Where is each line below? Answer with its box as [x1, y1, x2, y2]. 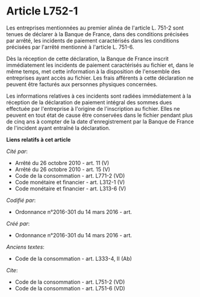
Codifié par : [6, 196, 36, 204]
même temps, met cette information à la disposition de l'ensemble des [6, 67, 181, 75]
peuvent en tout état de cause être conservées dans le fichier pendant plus [6, 111, 193, 119]
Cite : [6, 266, 18, 274]
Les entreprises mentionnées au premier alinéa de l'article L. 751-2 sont [6, 24, 184, 31]
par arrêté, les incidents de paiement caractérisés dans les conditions [6, 37, 180, 44]
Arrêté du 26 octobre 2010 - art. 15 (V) [14, 166, 110, 173]
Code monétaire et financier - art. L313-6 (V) [14, 185, 127, 192]
